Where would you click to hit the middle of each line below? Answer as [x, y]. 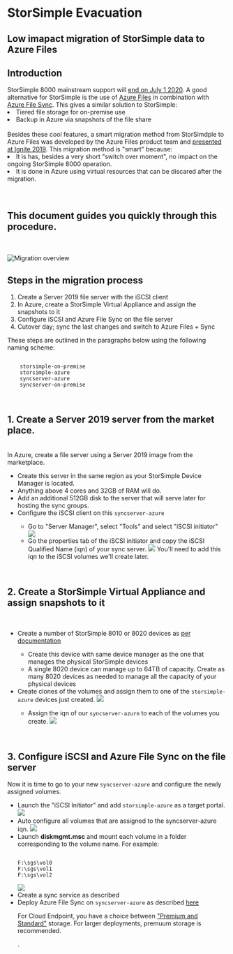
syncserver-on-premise [53, 385]
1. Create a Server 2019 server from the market [111, 420]
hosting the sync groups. [53, 505]
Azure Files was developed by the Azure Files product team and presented [114, 142]
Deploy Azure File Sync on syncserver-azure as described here [108, 902]
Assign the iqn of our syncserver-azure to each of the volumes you [123, 713]
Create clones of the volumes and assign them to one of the [103, 691]
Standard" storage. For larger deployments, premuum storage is [109, 923]
